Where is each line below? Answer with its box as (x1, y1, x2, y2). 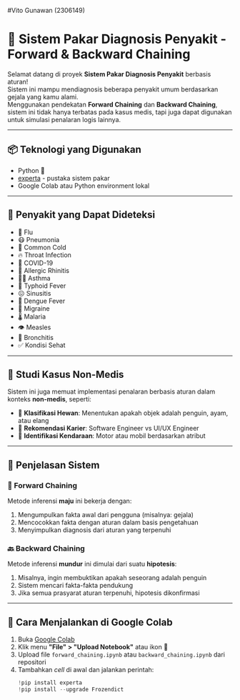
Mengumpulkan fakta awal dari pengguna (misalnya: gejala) (17, 511, 194, 519)
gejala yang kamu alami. (7, 92, 79, 101)
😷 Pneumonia (17, 235, 60, 244)
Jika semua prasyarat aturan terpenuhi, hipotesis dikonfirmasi (17, 589, 200, 597)
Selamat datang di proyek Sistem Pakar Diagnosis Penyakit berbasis (7, 69, 211, 78)
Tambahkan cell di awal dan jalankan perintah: (17, 666, 154, 674)
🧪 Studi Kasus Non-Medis (7, 368, 124, 381)
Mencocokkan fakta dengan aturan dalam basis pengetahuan (17, 518, 199, 527)
